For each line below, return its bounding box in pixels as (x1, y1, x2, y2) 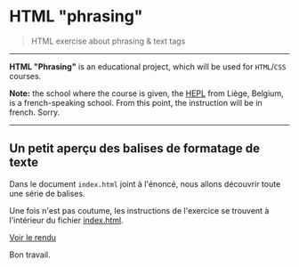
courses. (9, 70, 42, 81)
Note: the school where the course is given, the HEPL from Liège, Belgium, (9, 87, 284, 99)
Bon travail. (9, 249, 51, 260)
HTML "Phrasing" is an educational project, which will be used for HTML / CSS (9, 61, 287, 72)
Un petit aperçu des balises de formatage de (9, 141, 261, 157)
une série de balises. (9, 188, 86, 198)
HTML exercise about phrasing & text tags (30, 36, 186, 46)
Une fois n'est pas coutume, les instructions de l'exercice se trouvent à (9, 205, 270, 215)
